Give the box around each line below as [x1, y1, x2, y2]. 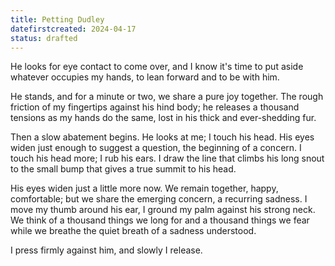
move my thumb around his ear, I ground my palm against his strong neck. [10, 204, 316, 216]
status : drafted [10, 33, 78, 43]
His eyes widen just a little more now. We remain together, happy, [10, 182, 279, 195]
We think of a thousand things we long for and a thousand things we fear [10, 214, 310, 226]
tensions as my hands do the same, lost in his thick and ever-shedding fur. [10, 112, 317, 124]
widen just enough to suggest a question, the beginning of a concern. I [10, 142, 302, 154]
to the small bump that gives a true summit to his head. [10, 163, 237, 175]
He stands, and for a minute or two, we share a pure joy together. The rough [10, 91, 324, 103]
